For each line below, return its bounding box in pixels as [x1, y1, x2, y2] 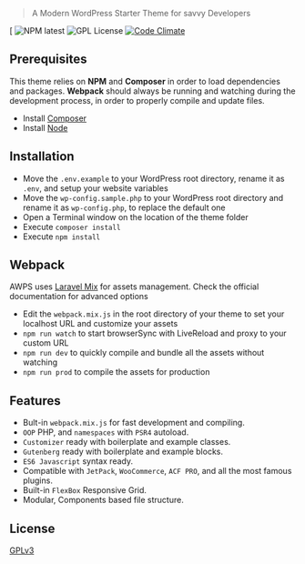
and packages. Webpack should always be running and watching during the [9, 86, 296, 96]
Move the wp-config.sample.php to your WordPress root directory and [22, 192, 284, 203]
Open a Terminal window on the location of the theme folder [22, 211, 249, 222]
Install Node [22, 122, 68, 133]
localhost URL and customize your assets [22, 318, 178, 329]
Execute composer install [22, 221, 121, 232]
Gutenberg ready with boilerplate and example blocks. [22, 446, 224, 458]
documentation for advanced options [9, 291, 148, 302]
